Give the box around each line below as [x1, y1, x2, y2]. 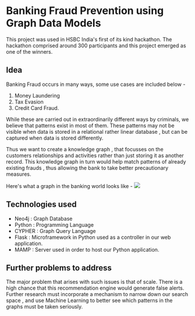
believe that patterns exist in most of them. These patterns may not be [6, 121, 175, 129]
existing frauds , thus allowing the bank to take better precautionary [6, 164, 169, 171]
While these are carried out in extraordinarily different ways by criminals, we [6, 116, 189, 123]
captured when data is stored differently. [6, 134, 104, 141]
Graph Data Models [6, 16, 101, 30]
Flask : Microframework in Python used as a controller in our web [14, 234, 171, 241]
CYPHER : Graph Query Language [14, 227, 96, 234]
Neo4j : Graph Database [14, 215, 73, 222]
